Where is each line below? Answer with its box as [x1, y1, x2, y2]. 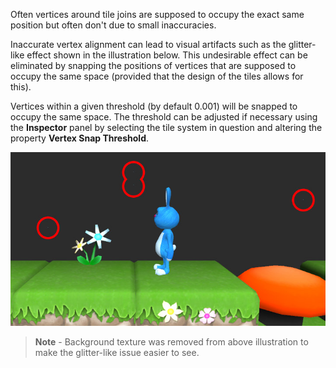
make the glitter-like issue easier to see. [34, 346, 200, 358]
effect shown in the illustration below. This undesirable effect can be [26, 49, 308, 61]
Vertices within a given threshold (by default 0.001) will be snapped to [10, 100, 298, 112]
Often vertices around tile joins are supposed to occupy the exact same [10, 9, 305, 20]
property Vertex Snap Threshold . [10, 132, 150, 144]
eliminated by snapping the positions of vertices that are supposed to [10, 60, 297, 71]
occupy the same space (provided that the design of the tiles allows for [10, 70, 304, 82]
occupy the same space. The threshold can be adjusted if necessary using [10, 111, 318, 123]
